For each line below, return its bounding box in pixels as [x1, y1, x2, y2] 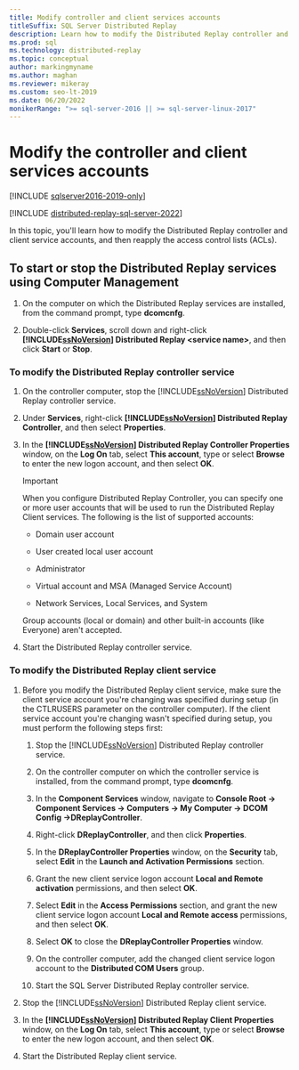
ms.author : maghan [9, 71, 77, 80]
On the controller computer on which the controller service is [35, 766, 260, 777]
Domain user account [35, 529, 115, 539]
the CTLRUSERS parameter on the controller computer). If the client [21, 703, 271, 714]
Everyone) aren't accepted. [21, 625, 123, 636]
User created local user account [35, 547, 154, 557]
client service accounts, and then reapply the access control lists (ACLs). [9, 235, 278, 246]
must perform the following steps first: [21, 722, 163, 733]
